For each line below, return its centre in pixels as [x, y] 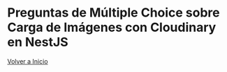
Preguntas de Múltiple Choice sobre [113, 13]
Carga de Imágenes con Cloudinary [112, 27]
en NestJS [38, 42]
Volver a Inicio [28, 61]
